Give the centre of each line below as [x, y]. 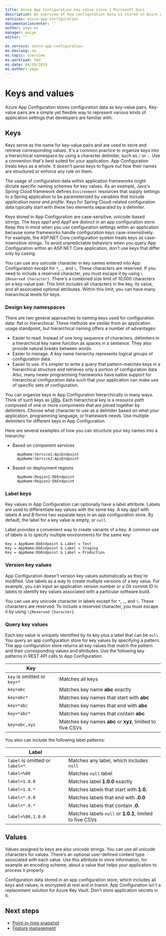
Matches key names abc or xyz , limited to [107, 722]
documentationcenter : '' [31, 23]
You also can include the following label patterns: [55, 740]
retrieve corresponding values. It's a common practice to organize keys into [82, 150]
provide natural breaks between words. [52, 349]
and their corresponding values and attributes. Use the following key [75, 651]
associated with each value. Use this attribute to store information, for [76, 859]
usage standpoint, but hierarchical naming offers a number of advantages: [81, 328]
